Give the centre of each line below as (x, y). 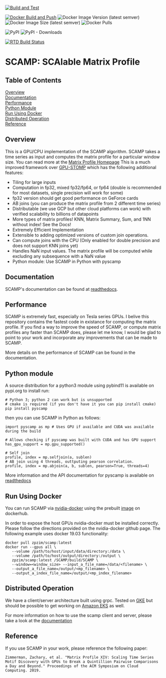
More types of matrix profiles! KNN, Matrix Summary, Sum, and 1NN (82, 219)
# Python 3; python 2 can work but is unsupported (58, 400)
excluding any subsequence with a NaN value (59, 256)
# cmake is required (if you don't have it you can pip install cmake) (81, 404)
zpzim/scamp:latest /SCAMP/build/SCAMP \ (55, 560)
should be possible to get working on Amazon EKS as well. (65, 605)
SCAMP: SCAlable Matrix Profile (73, 62)
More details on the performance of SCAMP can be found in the (70, 352)
